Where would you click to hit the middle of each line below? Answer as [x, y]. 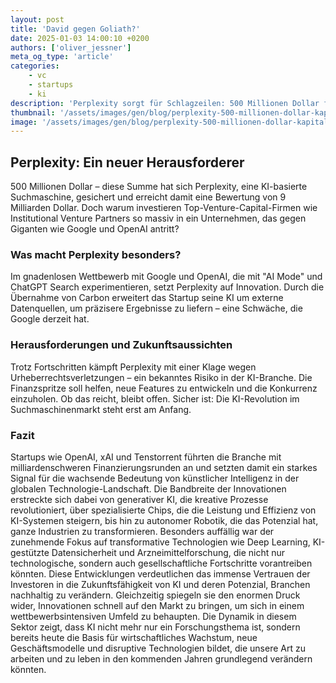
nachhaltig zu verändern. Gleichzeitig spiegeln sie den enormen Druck [155, 595]
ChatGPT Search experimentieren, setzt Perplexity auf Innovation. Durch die [167, 287]
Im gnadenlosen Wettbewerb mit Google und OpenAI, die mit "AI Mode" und [166, 277]
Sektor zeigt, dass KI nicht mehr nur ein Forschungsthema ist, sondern [155, 627]
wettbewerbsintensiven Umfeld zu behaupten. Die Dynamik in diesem [153, 616]
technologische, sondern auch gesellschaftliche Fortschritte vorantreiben [161, 563]
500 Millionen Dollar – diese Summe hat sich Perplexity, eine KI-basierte [159, 187]
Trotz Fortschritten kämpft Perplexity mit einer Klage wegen [133, 367]
